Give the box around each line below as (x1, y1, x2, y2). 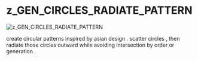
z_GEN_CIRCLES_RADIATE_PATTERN (6, 4, 193, 17)
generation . (6, 47, 36, 54)
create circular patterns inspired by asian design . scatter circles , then (6, 35, 180, 42)
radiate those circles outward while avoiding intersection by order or (6, 41, 175, 48)
